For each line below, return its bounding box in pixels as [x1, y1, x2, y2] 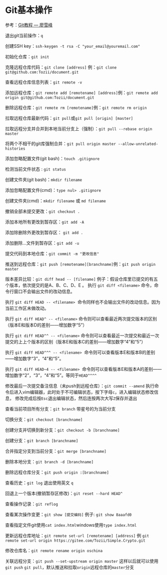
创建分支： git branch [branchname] [5, 437, 79, 443]
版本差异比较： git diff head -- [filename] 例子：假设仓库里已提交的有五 [5, 276, 158, 282]
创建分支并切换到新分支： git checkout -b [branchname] [5, 427, 120, 433]
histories [5, 146, 26, 151]
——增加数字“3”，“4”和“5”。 [5, 355, 64, 361]
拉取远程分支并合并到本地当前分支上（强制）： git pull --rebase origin [5, 125, 153, 132]
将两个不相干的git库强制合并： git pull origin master [5, 140, 116, 147]
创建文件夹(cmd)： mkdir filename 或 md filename [5, 197, 106, 204]
